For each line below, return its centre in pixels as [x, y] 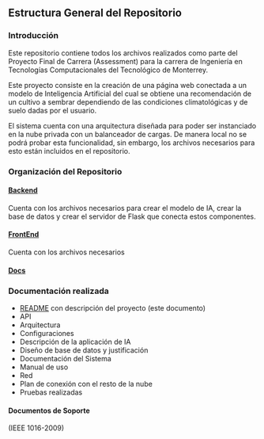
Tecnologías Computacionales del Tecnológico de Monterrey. [108, 70]
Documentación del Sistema [66, 358]
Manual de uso [44, 367]
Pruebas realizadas [51, 392]
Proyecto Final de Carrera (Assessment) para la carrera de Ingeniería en [125, 61]
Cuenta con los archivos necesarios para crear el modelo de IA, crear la [125, 208]
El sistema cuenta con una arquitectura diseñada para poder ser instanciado [132, 125]
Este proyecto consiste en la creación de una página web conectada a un [128, 85]
